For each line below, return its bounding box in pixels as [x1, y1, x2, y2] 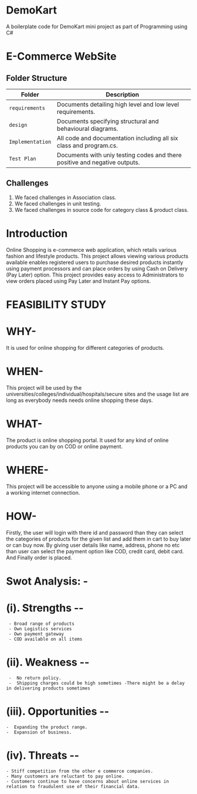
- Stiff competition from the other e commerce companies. [6, 768, 154, 774]
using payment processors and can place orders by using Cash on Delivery [6, 265, 188, 272]
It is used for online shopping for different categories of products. [6, 344, 165, 351]
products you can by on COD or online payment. [6, 442, 123, 450]
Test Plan [9, 155, 36, 162]
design [9, 121, 28, 128]
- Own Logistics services [8, 626, 72, 631]
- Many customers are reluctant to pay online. [6, 773, 125, 779]
